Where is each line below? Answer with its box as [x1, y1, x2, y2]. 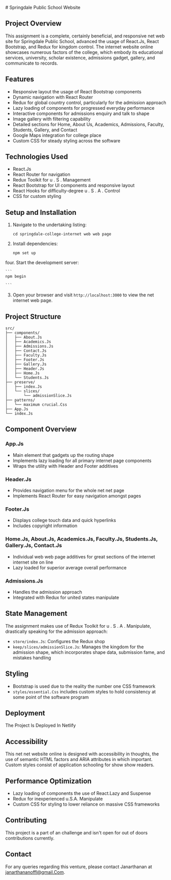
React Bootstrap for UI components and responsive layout [12, 182, 135, 189]
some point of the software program [12, 694, 89, 700]
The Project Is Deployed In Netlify [5, 723, 76, 729]
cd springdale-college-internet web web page [12, 232, 111, 237]
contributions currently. [5, 835, 55, 841]
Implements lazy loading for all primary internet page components [12, 457, 152, 464]
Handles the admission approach [12, 589, 83, 595]
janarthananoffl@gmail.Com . [5, 869, 65, 875]
